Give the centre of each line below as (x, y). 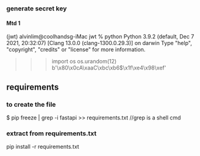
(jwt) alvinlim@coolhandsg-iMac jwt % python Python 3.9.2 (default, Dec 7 (100, 37)
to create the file (31, 104)
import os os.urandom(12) (84, 62)
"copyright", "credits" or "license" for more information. (76, 49)
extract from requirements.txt (52, 133)
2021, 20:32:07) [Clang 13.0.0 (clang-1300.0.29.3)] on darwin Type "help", (99, 43)
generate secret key (37, 9)
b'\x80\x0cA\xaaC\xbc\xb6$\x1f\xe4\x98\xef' (109, 68)
